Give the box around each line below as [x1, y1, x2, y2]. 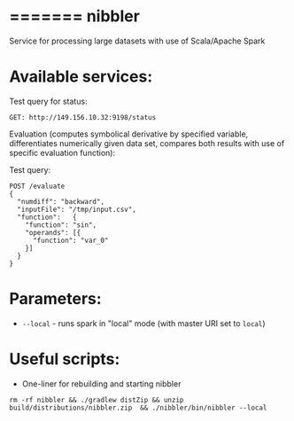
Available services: [9, 66, 153, 87]
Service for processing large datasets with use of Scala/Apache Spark [9, 35, 266, 46]
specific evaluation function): [9, 147, 116, 158]
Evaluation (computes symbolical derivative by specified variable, [9, 129, 249, 139]
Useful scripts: [9, 349, 120, 369]
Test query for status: [9, 96, 88, 106]
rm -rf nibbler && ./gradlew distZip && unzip [9, 395, 184, 404]
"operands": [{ [25, 228, 81, 237]
